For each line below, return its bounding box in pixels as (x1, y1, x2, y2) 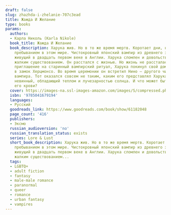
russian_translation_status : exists (10, 130, 88, 136)
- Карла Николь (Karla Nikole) (10, 36, 76, 41)
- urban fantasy (10, 197, 44, 202)
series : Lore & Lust (10, 136, 53, 141)
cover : (10, 88, 24, 93)
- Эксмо (10, 121, 26, 126)
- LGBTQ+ (10, 164, 28, 169)
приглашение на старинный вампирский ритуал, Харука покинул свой (14, 64, 158, 69)
